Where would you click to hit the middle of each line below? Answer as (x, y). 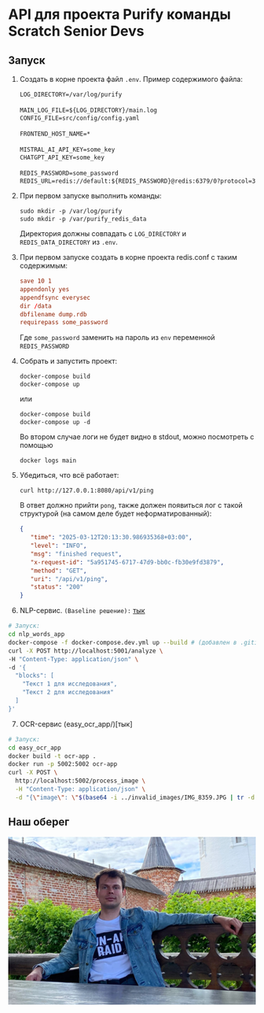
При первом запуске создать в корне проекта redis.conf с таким (128, 257)
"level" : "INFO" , (59, 545)
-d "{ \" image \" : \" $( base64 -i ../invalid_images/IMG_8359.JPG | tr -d (135, 797)
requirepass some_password (64, 323)
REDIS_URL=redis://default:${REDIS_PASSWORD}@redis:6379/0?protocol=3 (137, 181)
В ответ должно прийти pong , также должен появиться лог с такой (131, 505)
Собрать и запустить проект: (68, 361)
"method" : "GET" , (59, 571)
